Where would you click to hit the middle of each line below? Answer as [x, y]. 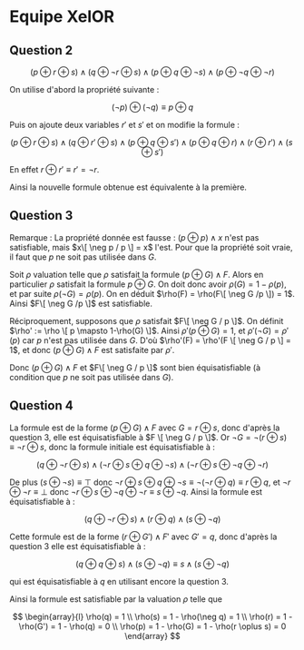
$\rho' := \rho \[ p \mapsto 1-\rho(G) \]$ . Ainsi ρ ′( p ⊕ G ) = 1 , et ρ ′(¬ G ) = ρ [148, 330]
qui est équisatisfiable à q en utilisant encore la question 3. [119, 581]
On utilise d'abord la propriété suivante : [84, 89]
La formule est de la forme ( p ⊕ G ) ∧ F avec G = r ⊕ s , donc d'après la [145, 428]
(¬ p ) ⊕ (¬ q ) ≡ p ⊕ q [152, 107]
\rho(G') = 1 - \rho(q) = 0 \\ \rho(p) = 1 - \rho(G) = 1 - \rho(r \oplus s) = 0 [152, 626]
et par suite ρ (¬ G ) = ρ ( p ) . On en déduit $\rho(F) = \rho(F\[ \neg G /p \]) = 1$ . [152, 293]
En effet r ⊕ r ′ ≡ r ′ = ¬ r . [54, 169]
